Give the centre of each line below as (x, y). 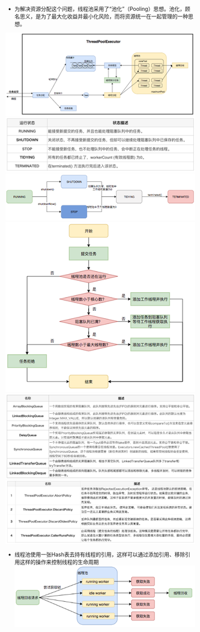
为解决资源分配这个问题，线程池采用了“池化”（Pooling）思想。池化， (100, 9)
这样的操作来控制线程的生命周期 (59, 562)
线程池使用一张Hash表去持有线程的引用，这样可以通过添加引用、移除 (100, 555)
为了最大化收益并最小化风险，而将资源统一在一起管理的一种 (114, 16)
